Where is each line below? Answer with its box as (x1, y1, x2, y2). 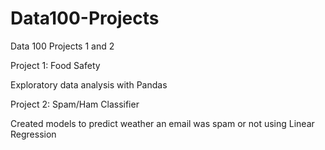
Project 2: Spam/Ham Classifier (10, 98, 140, 110)
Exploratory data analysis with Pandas (10, 78, 168, 91)
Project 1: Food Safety (10, 59, 101, 71)
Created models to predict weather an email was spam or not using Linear (10, 117, 315, 129)
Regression (10, 128, 57, 140)
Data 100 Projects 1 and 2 (10, 40, 115, 52)
